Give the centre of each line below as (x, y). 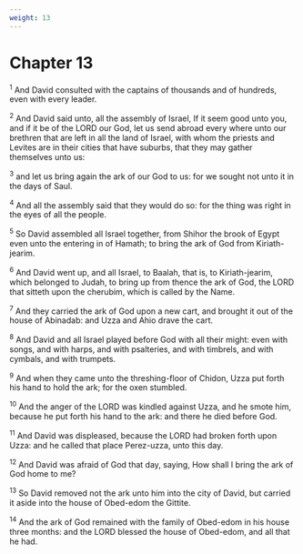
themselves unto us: (47, 156)
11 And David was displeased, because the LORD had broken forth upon (143, 435)
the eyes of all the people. (58, 215)
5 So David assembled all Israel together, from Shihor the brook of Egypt (145, 233)
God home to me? (43, 474)
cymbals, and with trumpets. (63, 358)
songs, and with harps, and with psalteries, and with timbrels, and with (141, 349)
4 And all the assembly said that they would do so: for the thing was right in (150, 204)
